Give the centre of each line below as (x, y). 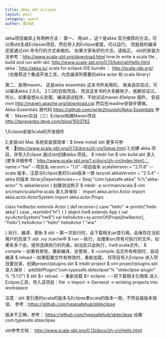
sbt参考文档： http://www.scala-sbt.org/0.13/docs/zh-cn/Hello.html (74, 331)
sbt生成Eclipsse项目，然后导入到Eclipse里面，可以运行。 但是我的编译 (85, 45)
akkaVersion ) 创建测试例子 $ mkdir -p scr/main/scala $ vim (85, 186)
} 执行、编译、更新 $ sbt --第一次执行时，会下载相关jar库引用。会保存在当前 (82, 233)
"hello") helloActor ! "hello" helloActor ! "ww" (51, 223)
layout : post (19, 14)
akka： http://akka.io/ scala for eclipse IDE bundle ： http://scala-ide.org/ (79, 68)
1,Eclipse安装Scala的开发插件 (35, 132)
